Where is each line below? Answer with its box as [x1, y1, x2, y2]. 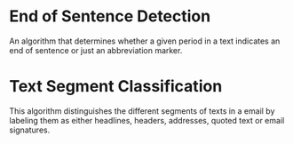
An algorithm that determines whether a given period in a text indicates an [9, 36, 281, 46]
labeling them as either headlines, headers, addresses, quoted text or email [9, 115, 285, 125]
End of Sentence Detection [9, 6, 211, 27]
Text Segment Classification [9, 76, 223, 97]
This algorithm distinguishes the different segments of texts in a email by [9, 105, 275, 116]
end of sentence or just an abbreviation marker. [9, 44, 183, 55]
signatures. [9, 124, 51, 135]
